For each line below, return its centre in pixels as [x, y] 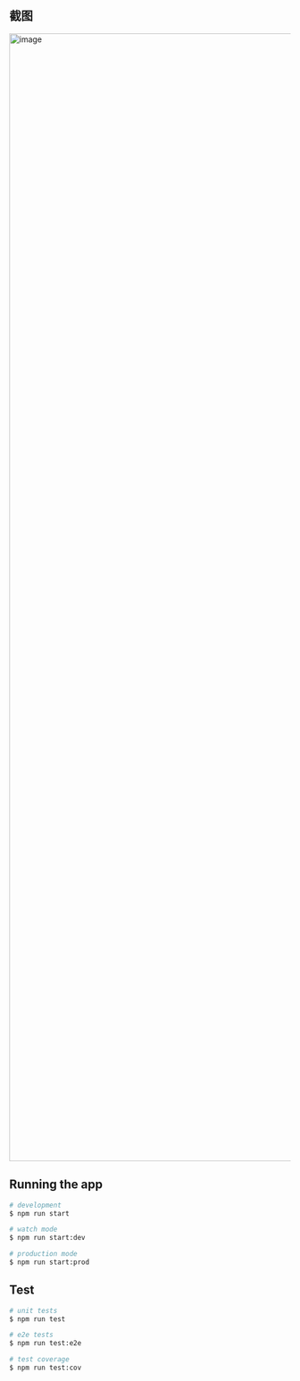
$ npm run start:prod [50, 1262]
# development [36, 1205]
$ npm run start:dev [48, 1238]
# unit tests [33, 1310]
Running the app [56, 1185]
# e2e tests [31, 1335]
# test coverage [39, 1360]
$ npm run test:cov [46, 1368]
